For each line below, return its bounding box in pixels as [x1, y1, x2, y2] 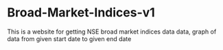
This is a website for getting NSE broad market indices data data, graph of [7, 27, 217, 36]
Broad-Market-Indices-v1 [7, 5, 156, 21]
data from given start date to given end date [7, 34, 132, 42]
